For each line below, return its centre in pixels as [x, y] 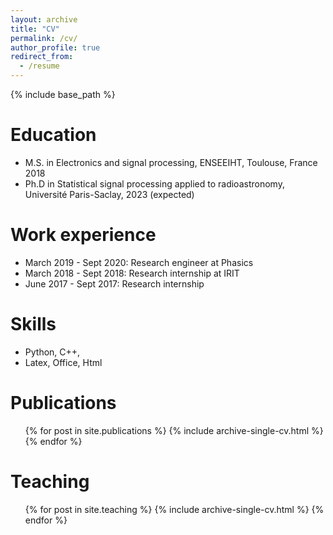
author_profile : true [55, 47]
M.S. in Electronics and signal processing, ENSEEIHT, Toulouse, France [171, 162]
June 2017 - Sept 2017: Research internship [114, 283]
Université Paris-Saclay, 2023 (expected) [109, 194]
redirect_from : [42, 57]
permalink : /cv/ [44, 38]
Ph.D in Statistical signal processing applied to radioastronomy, [154, 183]
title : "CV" [35, 29]
